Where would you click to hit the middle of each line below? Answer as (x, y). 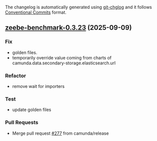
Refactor (16, 76)
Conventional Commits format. (36, 12)
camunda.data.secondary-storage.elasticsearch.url (64, 63)
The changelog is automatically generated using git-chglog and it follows (79, 7)
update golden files (32, 110)
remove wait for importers (38, 86)
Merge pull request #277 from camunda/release (60, 133)
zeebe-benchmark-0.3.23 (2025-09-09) (68, 28)
